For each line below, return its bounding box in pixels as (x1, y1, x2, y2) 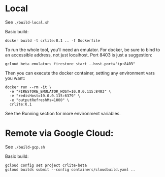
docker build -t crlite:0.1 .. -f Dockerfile (5, 38, 100, 43)
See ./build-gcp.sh (5, 144, 45, 150)
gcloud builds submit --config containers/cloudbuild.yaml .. (5, 167, 135, 172)
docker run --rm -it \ (5, 84, 52, 90)
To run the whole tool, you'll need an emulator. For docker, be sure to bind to (5, 47, 160, 52)
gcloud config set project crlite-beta (5, 163, 87, 168)
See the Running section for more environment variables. (5, 110, 121, 116)
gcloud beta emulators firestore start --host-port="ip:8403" (5, 61, 135, 66)
